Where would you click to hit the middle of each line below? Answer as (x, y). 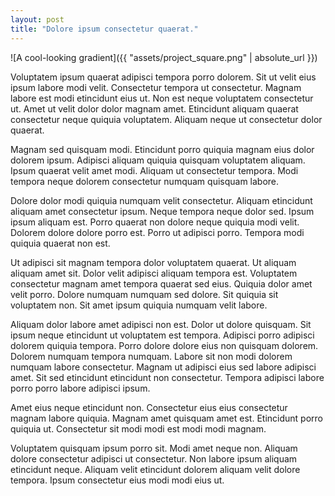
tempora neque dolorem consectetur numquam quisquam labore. (145, 181)
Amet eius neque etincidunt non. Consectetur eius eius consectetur (149, 407)
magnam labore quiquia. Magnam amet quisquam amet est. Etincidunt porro (166, 418)
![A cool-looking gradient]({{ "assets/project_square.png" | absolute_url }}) (164, 57)
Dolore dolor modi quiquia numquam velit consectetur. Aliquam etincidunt (161, 200)
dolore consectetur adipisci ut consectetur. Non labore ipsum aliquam (154, 458)
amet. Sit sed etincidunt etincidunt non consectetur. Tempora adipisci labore (167, 377)
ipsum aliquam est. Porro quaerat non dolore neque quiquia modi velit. (155, 222)
